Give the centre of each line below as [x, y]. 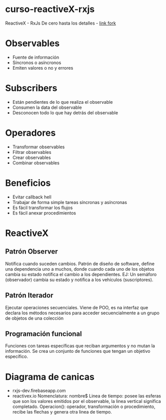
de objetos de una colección [34, 318]
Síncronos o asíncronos [37, 62]
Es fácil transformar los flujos [42, 207]
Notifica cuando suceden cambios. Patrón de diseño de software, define [80, 264]
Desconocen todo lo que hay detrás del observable [65, 113]
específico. [17, 356]
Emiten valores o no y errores [43, 68]
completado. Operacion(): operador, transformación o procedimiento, [84, 406]
